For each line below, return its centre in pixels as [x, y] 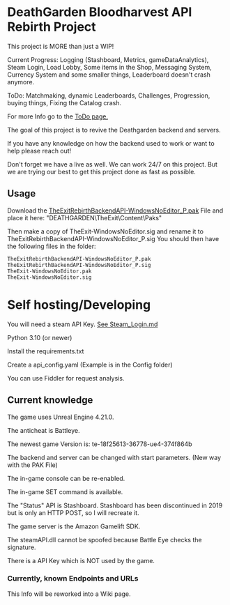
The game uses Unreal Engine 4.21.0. [61, 417]
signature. [22, 547]
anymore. [21, 82]
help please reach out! [39, 151]
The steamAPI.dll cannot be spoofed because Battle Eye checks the [105, 539]
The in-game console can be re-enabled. [66, 478]
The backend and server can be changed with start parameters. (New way [114, 457]
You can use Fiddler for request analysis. [66, 378]
